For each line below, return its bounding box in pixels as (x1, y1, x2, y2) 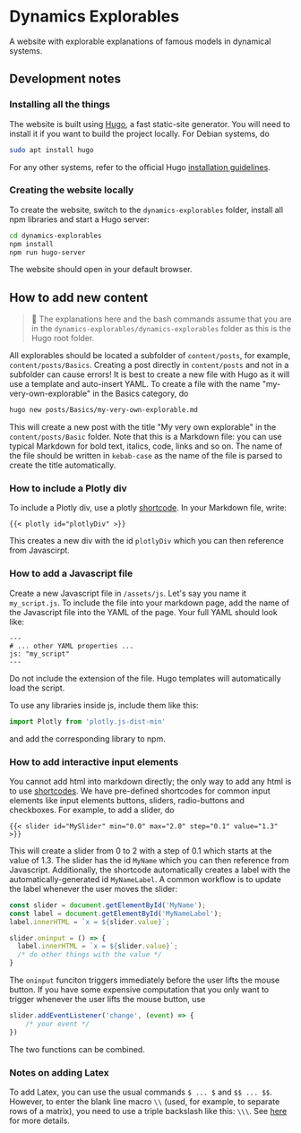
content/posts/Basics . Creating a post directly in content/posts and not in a (9, 360, 289, 371)
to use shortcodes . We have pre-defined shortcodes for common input (9, 785, 271, 796)
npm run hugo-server (9, 248, 87, 257)
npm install (9, 239, 54, 248)
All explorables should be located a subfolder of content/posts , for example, (9, 350, 291, 361)
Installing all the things (9, 99, 110, 111)
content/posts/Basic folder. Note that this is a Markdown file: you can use (9, 432, 282, 442)
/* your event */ (25, 1019, 90, 1028)
